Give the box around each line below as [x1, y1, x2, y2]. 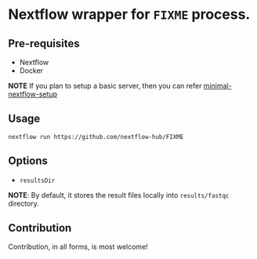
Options [8, 155, 49, 168]
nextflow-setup [8, 89, 57, 99]
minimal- [203, 81, 233, 90]
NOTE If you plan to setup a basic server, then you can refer [8, 81, 202, 90]
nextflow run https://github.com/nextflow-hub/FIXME [8, 133, 184, 140]
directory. [8, 199, 39, 208]
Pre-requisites [8, 37, 80, 50]
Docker [19, 66, 44, 75]
